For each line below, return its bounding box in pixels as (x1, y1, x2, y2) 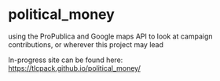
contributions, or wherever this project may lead (8, 39, 163, 49)
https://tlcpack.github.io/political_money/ (8, 63, 141, 72)
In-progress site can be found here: (8, 55, 123, 64)
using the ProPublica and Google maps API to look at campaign (8, 31, 214, 41)
